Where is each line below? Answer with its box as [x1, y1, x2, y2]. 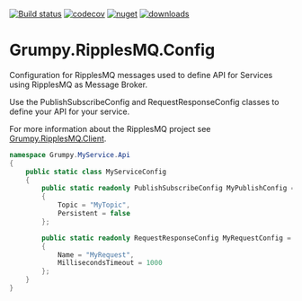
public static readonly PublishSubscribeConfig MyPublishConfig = [41, 184, 296, 193]
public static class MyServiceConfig [25, 167, 167, 176]
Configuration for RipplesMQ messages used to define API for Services [9, 69, 273, 80]
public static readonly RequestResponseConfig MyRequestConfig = [41, 234, 292, 243]
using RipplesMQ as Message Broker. [9, 79, 148, 90]
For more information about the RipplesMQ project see [9, 123, 211, 134]
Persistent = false [57, 209, 130, 218]
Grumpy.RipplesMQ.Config [9, 40, 216, 60]
